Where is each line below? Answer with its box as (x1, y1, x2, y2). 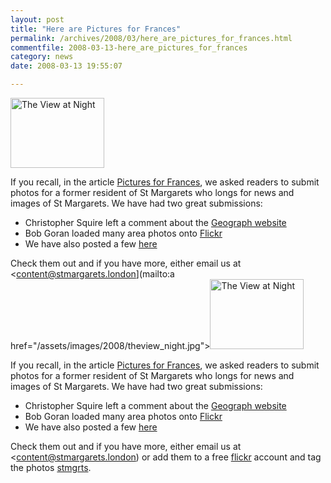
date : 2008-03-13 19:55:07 (10, 61, 123, 71)
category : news (10, 52, 74, 62)
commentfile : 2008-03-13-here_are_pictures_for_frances (10, 42, 248, 53)
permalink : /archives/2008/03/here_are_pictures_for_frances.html (10, 33, 293, 43)
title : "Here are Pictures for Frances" (10, 24, 182, 34)
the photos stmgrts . (10, 462, 92, 473)
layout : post (10, 14, 65, 25)
